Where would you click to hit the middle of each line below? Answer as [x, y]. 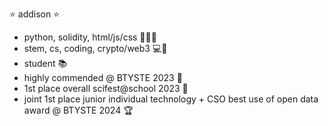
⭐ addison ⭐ [35, 14]
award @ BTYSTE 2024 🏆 [78, 110]
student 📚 [45, 63]
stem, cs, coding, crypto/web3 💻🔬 [95, 48]
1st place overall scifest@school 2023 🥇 [106, 88]
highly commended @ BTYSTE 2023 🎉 [103, 77]
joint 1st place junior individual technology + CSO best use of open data [171, 99]
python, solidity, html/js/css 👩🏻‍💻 [90, 37]
